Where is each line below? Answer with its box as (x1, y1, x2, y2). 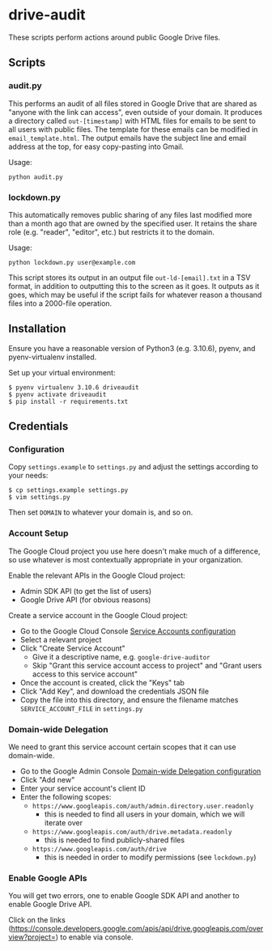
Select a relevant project (19, 634, 102, 644)
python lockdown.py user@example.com (8, 258, 136, 266)
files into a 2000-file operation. (8, 298, 113, 308)
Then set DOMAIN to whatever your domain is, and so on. (8, 507, 193, 517)
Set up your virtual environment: (8, 367, 116, 377)
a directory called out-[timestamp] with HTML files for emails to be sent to (8, 116, 257, 125)
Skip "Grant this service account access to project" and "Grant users (32, 660, 262, 670)
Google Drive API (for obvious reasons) (19, 595, 151, 604)
